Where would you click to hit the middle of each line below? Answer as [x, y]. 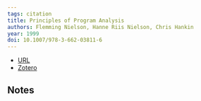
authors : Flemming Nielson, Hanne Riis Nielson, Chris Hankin [100, 27]
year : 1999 [23, 34]
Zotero [27, 68]
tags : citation [30, 14]
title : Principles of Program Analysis [66, 20]
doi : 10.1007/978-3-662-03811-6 [55, 40]
